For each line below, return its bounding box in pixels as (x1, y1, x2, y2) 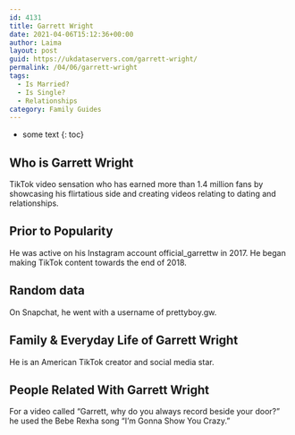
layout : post (9, 47, 58, 55)
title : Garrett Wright (9, 21, 94, 30)
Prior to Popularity (9, 224, 114, 239)
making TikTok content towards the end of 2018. (9, 257, 188, 268)
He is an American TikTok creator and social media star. (9, 356, 215, 367)
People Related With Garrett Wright (9, 382, 210, 397)
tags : (9, 72, 29, 81)
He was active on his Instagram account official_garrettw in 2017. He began (9, 247, 286, 258)
